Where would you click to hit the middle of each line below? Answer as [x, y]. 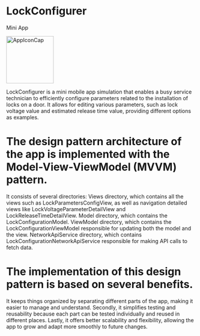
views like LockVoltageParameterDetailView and [66, 209]
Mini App [17, 28]
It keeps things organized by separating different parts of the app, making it [100, 301]
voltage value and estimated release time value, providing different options [98, 111]
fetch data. [20, 247]
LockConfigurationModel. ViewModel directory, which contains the [89, 222]
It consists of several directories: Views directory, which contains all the [95, 196]
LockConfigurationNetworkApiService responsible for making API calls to [97, 241]
